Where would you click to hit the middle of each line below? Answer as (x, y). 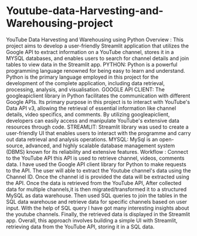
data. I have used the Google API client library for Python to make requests (96, 164)
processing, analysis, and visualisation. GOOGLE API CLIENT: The (86, 89)
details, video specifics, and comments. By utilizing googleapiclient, (88, 114)
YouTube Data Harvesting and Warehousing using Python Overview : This (95, 39)
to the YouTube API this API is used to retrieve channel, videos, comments (95, 158)
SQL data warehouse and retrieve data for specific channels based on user (97, 201)
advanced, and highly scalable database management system (100, 146)
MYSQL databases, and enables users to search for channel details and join (98, 58)
